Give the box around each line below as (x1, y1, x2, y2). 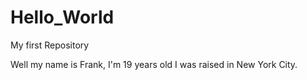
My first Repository (10, 39, 90, 51)
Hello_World (10, 6, 115, 29)
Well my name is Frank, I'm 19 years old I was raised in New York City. (10, 58, 298, 70)
